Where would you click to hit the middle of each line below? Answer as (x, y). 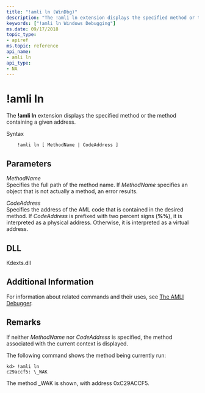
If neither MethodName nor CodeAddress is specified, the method (89, 337)
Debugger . (20, 303)
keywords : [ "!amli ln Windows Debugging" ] (61, 23)
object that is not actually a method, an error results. (72, 191)
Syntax (15, 134)
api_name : (19, 52)
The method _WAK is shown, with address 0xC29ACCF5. (78, 383)
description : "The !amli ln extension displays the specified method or (101, 18)
